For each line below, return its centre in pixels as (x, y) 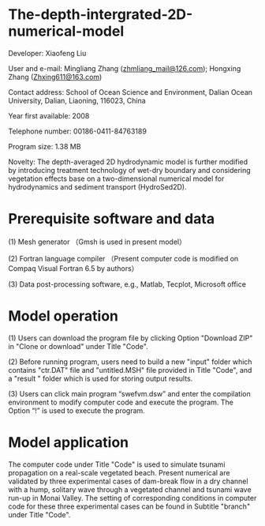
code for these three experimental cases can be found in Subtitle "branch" (129, 506)
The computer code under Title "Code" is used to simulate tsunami (117, 464)
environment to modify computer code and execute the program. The (121, 402)
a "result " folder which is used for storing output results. (101, 378)
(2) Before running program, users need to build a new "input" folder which (130, 362)
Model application (68, 442)
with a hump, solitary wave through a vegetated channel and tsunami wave (130, 489)
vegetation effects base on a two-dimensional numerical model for (116, 178)
